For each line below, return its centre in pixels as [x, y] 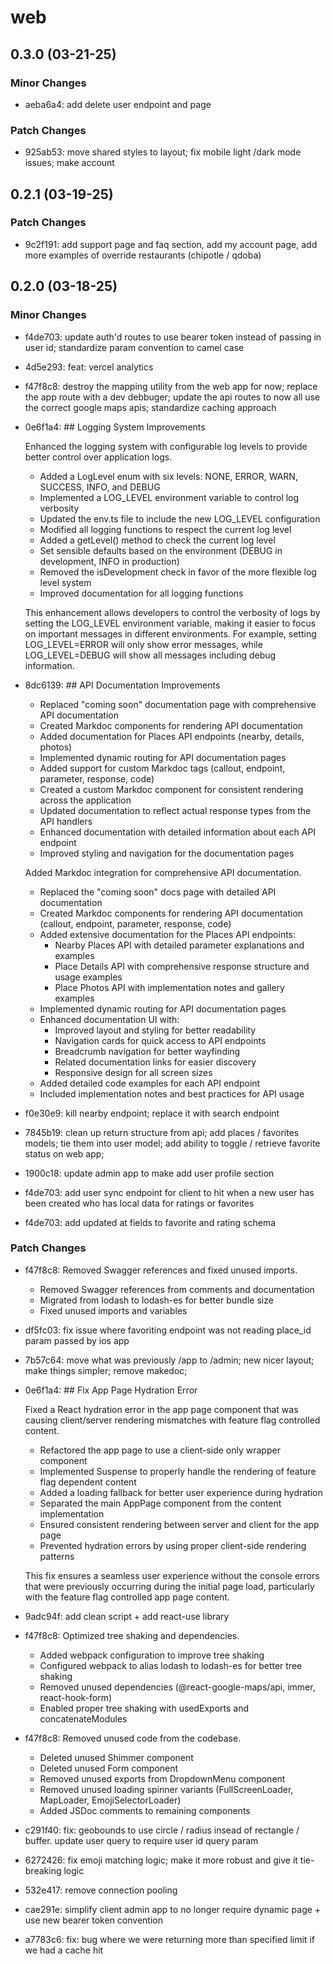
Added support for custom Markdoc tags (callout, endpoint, [162, 768]
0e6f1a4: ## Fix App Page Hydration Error [111, 1390]
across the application [85, 800]
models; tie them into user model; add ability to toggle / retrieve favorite [172, 1143]
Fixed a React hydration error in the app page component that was [161, 1409]
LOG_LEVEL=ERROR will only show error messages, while [143, 644]
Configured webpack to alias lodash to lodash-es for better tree [171, 1665]
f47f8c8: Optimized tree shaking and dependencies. [132, 1635]
